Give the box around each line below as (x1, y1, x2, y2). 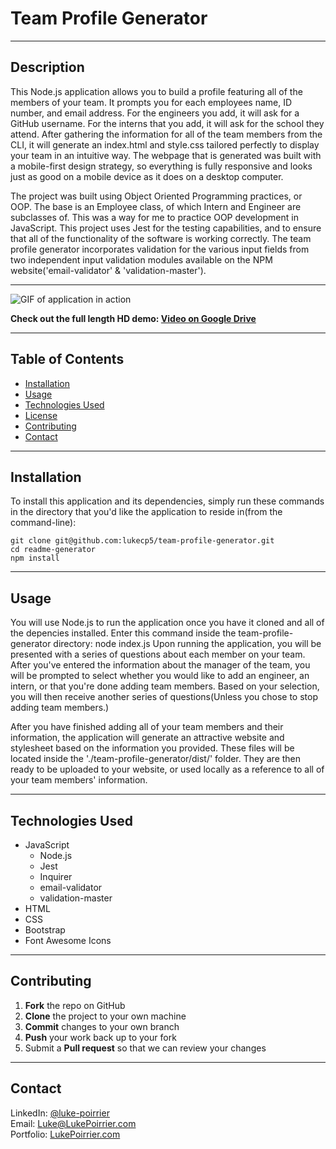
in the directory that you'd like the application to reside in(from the (10, 506, 283, 518)
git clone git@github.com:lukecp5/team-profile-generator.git (10, 536, 275, 546)
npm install (10, 553, 60, 564)
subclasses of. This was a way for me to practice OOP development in (10, 211, 299, 223)
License (24, 409, 58, 421)
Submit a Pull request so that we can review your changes (24, 1042, 267, 1054)
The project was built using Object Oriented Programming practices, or (10, 190, 303, 202)
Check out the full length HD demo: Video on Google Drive (10, 312, 257, 324)
